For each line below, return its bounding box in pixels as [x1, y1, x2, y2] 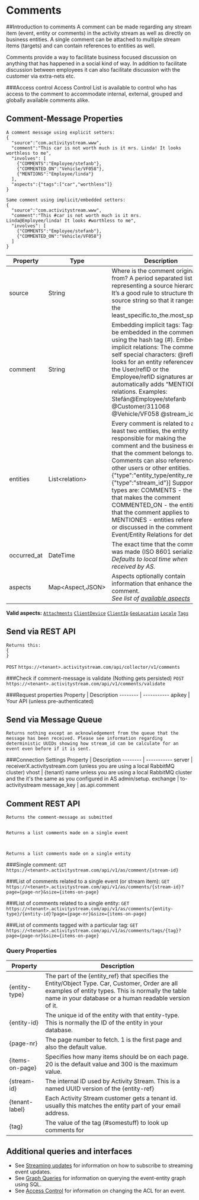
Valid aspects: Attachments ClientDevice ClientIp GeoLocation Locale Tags [6, 609, 189, 617]
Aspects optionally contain [111, 572, 185, 580]
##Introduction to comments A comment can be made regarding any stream [6, 23, 192, 30]
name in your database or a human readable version [45, 994, 190, 1003]
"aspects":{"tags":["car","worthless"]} [11, 181, 113, 187]
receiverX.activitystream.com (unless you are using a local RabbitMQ [6, 762, 175, 770]
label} [9, 1105, 25, 1113]
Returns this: [6, 642, 41, 648]
